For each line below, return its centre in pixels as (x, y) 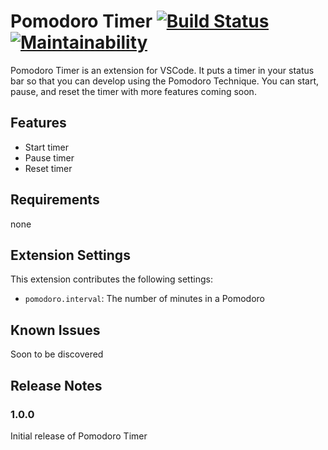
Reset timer (48, 168)
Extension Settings (70, 255)
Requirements (55, 200)
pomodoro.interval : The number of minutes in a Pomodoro (145, 299)
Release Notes (56, 385)
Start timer (46, 147)
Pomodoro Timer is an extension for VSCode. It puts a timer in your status (162, 70)
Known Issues (55, 330)
